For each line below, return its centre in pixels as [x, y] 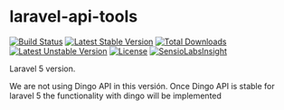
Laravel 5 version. [43, 69]
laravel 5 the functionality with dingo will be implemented [115, 96]
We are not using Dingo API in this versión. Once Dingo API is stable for [142, 86]
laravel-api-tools [74, 17]
